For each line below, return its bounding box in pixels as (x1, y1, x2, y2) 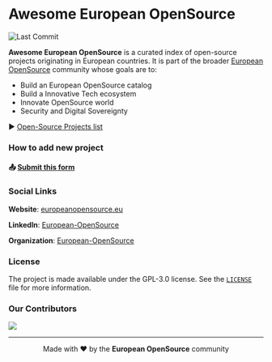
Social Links (8, 185, 57, 197)
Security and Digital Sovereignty (19, 106, 128, 116)
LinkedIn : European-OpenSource (8, 219, 120, 229)
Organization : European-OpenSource (8, 236, 135, 245)
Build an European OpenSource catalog (19, 80, 152, 90)
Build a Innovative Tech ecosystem (19, 88, 137, 98)
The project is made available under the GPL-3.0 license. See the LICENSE (8, 275, 253, 284)
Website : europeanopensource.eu (8, 204, 123, 214)
